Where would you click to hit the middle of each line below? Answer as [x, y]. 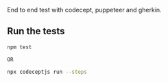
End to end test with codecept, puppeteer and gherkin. [85, 10]
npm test [20, 47]
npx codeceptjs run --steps [47, 72]
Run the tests [36, 31]
